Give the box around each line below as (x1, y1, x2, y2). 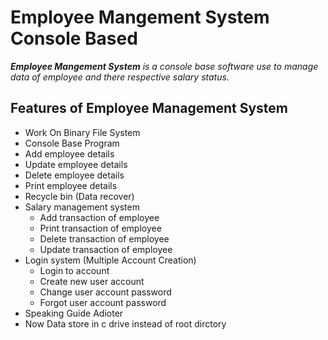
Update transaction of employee (39, 243, 173, 255)
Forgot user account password (39, 296, 167, 308)
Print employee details (24, 179, 118, 191)
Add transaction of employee (39, 211, 160, 223)
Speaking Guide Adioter (24, 307, 124, 319)
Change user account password (39, 286, 172, 298)
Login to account (39, 264, 110, 276)
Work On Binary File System (24, 126, 141, 138)
